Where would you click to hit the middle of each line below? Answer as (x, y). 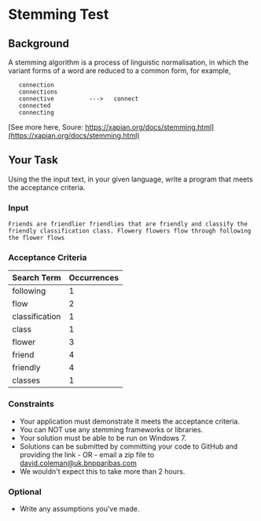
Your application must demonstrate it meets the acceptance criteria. (130, 421)
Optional (25, 491)
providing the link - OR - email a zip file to (87, 454)
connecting (37, 112)
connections (38, 92)
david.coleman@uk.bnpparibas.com (78, 463)
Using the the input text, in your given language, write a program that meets (130, 179)
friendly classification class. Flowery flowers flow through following (130, 231)
